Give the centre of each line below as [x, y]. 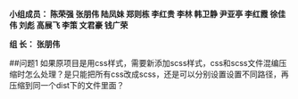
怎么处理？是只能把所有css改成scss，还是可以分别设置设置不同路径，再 [157, 74]
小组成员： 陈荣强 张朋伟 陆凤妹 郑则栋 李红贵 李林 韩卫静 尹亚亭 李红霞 [139, 14]
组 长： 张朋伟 [35, 44]
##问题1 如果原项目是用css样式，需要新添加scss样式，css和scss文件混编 [144, 63]
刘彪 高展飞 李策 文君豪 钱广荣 [74, 25]
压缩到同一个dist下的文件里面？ [67, 85]
